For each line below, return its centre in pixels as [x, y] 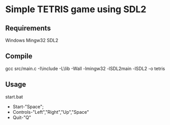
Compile [19, 56]
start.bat [14, 97]
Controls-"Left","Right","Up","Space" [51, 112]
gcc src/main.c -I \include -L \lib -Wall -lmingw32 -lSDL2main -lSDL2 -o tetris [85, 68]
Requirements [28, 28]
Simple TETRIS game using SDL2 [76, 9]
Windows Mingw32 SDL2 [32, 40]
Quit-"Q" [22, 117]
